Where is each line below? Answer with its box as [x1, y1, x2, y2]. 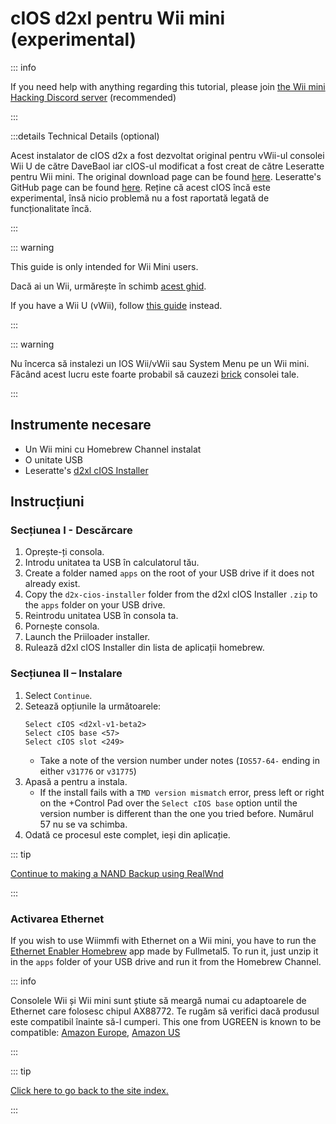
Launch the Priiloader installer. [24, 631, 151, 643]
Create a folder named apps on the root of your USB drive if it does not [24, 567, 315, 579]
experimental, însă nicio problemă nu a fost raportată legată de [10, 192, 270, 204]
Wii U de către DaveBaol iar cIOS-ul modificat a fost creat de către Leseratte [10, 160, 325, 172]
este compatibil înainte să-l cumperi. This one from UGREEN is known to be [10, 1016, 322, 1028]
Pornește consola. [24, 620, 100, 632]
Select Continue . [24, 689, 93, 701]
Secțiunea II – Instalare [10, 667, 123, 681]
